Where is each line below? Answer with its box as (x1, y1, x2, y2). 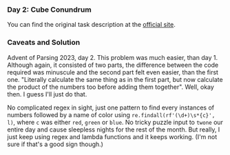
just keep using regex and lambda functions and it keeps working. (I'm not (7, 132, 218, 141)
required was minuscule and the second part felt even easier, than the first (7, 68, 219, 76)
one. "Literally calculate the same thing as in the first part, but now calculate (7, 75, 223, 83)
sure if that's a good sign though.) (7, 140, 103, 148)
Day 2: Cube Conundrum (7, 5, 92, 14)
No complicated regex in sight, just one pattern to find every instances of (7, 103, 215, 112)
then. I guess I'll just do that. (7, 90, 87, 98)
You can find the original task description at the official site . (7, 21, 176, 29)
